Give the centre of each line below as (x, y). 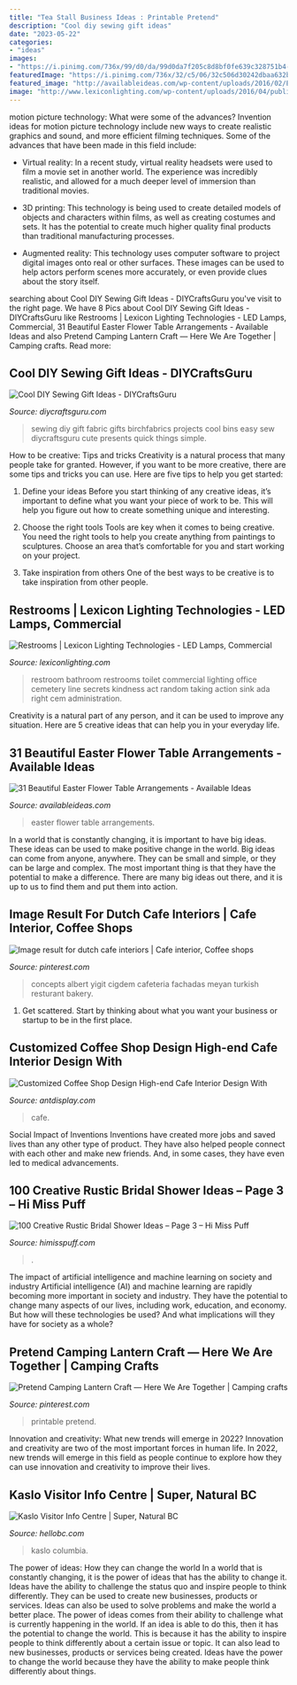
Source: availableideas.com (60, 805)
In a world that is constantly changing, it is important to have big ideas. (138, 839)
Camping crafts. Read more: (61, 346)
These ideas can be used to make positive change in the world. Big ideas (142, 849)
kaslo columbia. (59, 1550)
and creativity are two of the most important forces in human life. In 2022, (144, 1448)
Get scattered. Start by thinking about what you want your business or (150, 1010)
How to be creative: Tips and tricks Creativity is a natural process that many (147, 455)
